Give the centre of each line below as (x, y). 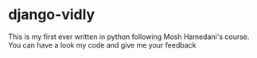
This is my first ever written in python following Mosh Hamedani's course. (129, 37)
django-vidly (52, 15)
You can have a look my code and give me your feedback (102, 44)
